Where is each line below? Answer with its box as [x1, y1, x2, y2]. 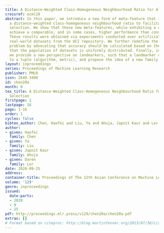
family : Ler [9, 162, 34, 167]
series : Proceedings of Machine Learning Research [5, 66, 110, 71]
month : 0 [5, 84, 23, 89]
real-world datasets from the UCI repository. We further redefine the [9, 39, 159, 44]
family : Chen [9, 134, 36, 139]
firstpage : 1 [5, 98, 32, 103]
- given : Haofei [5, 130, 38, 135]
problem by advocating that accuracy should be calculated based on [9, 43, 152, 48]
